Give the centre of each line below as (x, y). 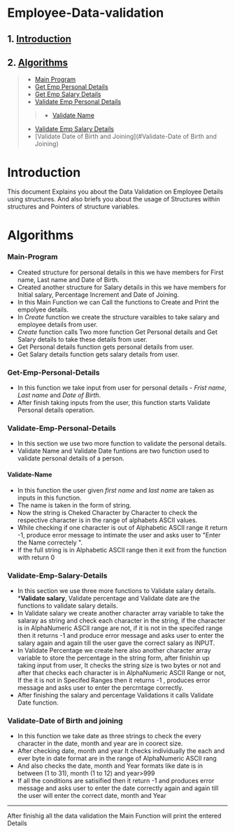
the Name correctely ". (50, 542)
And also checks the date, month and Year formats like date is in (110, 766)
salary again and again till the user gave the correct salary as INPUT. (116, 643)
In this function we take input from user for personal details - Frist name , (122, 388)
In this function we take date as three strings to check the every (109, 736)
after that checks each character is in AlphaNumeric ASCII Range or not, (121, 672)
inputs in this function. (49, 498)
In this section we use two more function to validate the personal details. (122, 444)
